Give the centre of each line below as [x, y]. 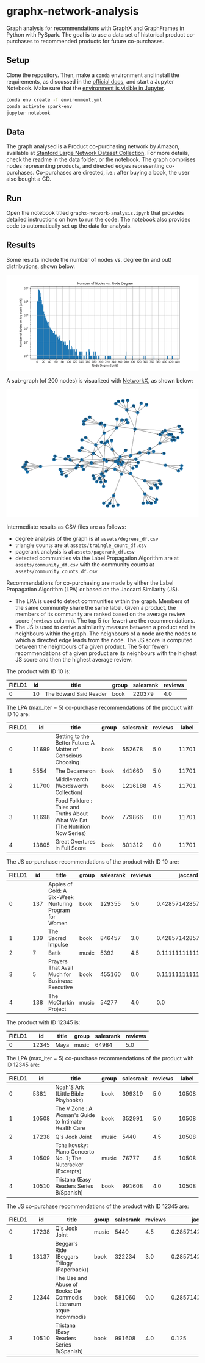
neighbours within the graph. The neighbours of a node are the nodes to [106, 634]
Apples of [60, 884]
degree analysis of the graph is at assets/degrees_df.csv [87, 539]
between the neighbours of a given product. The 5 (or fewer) [92, 647]
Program [59, 910]
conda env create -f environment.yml [54, 100]
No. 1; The [68, 1158]
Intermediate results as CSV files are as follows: [66, 527]
